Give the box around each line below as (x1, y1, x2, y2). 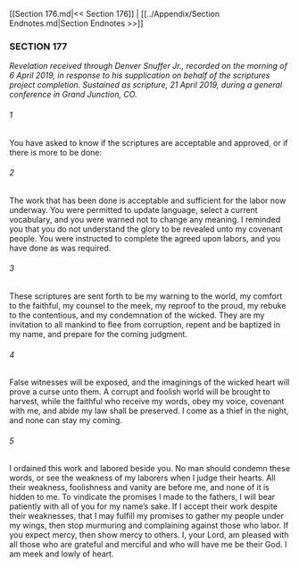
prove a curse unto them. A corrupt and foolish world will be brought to (9, 386, 270, 397)
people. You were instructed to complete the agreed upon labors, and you (9, 233, 281, 243)
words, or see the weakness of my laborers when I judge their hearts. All (9, 472, 276, 483)
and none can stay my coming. (9, 415, 123, 426)
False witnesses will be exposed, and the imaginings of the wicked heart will (9, 377, 290, 388)
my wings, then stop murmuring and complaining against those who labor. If (9, 520, 289, 531)
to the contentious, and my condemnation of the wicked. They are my (9, 309, 265, 320)
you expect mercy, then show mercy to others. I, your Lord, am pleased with (9, 530, 289, 540)
